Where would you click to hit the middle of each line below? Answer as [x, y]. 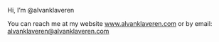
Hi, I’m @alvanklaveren [41, 10]
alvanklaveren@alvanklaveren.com [58, 31]
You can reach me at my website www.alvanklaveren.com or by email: [110, 23]
